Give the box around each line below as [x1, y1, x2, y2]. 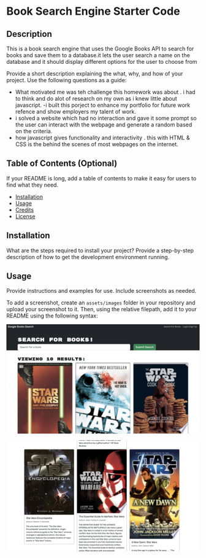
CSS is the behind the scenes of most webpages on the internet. [15, 141, 179, 148]
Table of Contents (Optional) [6, 158, 118, 169]
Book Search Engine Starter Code [6, 4, 180, 18]
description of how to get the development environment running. [6, 253, 170, 260]
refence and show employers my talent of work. [15, 108, 137, 115]
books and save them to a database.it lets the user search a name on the [6, 52, 190, 59]
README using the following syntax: [6, 312, 98, 320]
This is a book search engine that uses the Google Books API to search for [6, 45, 194, 52]
